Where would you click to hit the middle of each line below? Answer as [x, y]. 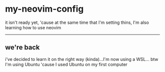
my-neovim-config [44, 9]
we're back [23, 47]
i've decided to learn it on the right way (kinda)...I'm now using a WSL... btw [82, 59]
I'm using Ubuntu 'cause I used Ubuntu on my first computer [66, 64]
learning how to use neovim [33, 27]
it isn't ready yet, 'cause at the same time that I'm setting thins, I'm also [77, 22]
